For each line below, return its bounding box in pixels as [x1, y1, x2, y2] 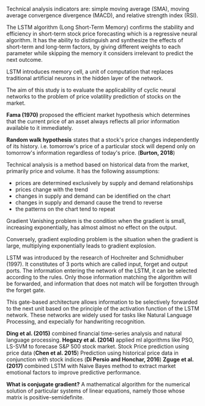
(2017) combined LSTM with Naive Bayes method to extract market [6, 363, 176, 369]
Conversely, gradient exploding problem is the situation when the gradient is [6, 236, 199, 242]
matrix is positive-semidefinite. [6, 394, 84, 400]
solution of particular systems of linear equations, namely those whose [6, 387, 185, 394]
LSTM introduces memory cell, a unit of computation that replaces [6, 68, 173, 75]
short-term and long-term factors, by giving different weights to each [6, 43, 181, 50]
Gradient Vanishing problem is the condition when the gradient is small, [6, 217, 186, 224]
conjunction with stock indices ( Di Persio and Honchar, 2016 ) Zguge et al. [6, 356, 194, 363]
